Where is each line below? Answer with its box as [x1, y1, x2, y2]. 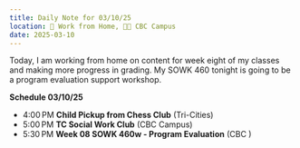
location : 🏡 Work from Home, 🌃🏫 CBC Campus [9, 22, 177, 31]
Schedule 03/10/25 [9, 92, 83, 103]
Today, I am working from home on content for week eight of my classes [9, 55, 280, 66]
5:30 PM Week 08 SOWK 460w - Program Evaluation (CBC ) [22, 129, 252, 140]
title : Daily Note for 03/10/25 [9, 13, 131, 23]
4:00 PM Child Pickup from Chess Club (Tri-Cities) [22, 110, 214, 121]
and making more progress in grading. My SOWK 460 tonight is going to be [9, 64, 292, 75]
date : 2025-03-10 [9, 30, 75, 39]
